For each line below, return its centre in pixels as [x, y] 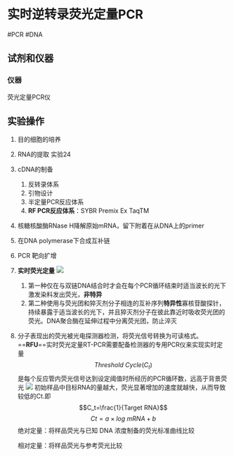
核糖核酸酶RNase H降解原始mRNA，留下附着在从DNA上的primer [111, 226]
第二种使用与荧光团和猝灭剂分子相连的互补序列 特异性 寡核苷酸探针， [126, 303]
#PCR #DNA [25, 34]
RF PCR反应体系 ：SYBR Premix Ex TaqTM [89, 211]
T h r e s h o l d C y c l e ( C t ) [123, 366]
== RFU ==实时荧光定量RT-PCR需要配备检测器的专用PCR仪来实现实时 [117, 345]
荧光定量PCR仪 [29, 97]
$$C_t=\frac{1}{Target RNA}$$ [123, 408]
